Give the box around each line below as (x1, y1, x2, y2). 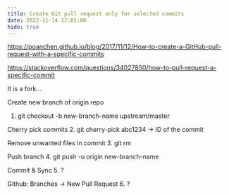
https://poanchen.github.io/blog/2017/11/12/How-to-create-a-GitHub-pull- (7, 43, 222, 51)
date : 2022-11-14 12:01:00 (7, 17, 87, 24)
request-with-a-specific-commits (7, 50, 104, 58)
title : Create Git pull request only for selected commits (7, 10, 185, 18)
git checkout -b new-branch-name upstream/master (17, 112, 171, 120)
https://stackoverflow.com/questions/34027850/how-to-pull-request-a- (7, 64, 217, 72)
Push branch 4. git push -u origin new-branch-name (7, 152, 159, 161)
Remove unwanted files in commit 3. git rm (7, 139, 132, 147)
